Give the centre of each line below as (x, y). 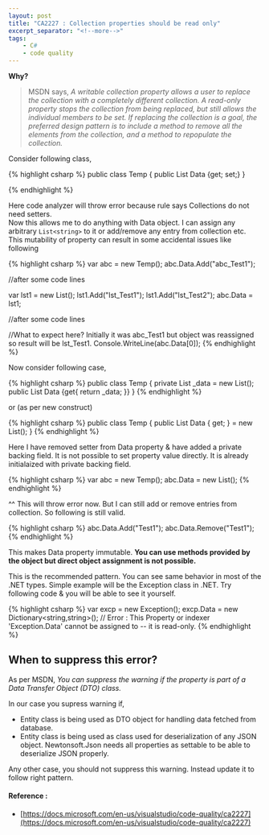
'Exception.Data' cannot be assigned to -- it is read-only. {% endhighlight (130, 626)
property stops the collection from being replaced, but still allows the (142, 109)
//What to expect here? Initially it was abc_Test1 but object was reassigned (131, 335)
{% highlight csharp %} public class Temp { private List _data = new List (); (131, 383)
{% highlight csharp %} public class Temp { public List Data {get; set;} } (127, 174)
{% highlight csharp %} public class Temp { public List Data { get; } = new (130, 423)
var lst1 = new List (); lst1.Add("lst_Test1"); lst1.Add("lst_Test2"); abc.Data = (131, 295)
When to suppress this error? (83, 660)
